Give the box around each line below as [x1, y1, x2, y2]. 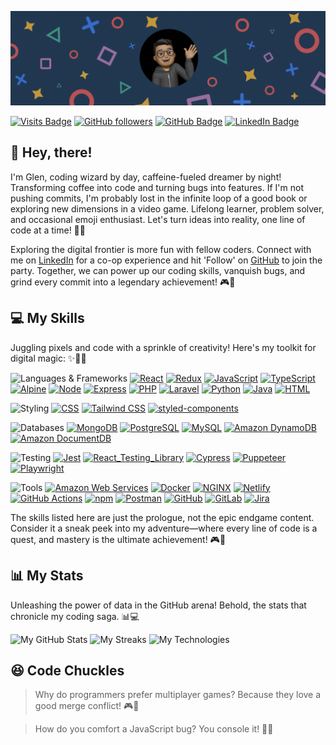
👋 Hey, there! [10, 144, 93, 161]
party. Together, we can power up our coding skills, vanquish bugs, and [10, 264, 306, 276]
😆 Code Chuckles [10, 662, 125, 679]
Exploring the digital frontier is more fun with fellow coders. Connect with [10, 243, 312, 255]
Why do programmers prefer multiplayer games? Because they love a [34, 689, 322, 701]
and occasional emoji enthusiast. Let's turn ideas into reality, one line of [10, 213, 306, 225]
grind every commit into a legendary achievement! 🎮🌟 [10, 276, 236, 288]
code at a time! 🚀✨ [10, 224, 86, 236]
